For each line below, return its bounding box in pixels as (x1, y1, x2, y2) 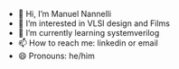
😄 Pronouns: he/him (17, 50, 95, 61)
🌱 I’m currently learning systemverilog (17, 28, 160, 38)
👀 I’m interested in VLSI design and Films (17, 18, 170, 29)
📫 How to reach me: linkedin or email (17, 38, 158, 48)
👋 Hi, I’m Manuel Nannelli (17, 9, 111, 19)
